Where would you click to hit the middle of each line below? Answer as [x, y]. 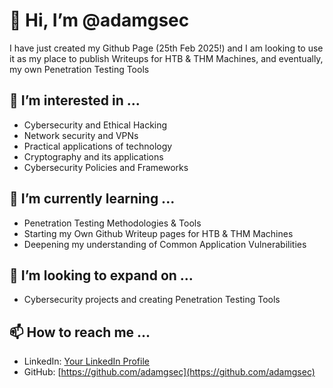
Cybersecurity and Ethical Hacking [95, 125]
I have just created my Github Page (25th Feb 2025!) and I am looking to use [166, 48]
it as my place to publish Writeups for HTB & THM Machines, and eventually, [166, 58]
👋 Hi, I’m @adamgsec [99, 20]
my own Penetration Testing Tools [79, 69]
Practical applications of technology [98, 146]
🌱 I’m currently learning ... [92, 199]
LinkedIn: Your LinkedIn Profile [86, 361]
